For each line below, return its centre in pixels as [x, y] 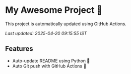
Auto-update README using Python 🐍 [51, 61]
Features [19, 49]
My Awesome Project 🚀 [54, 10]
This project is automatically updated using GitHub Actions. [66, 24]
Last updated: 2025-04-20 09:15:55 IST [46, 33]
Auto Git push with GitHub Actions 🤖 [49, 66]
